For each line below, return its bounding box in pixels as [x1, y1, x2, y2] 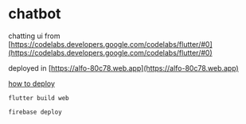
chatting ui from [8, 31, 61, 41]
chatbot [8, 5, 61, 23]
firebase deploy [8, 108, 62, 116]
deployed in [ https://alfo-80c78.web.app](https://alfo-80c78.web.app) [8, 63, 239, 72]
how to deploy [8, 79, 56, 88]
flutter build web [8, 94, 69, 102]
